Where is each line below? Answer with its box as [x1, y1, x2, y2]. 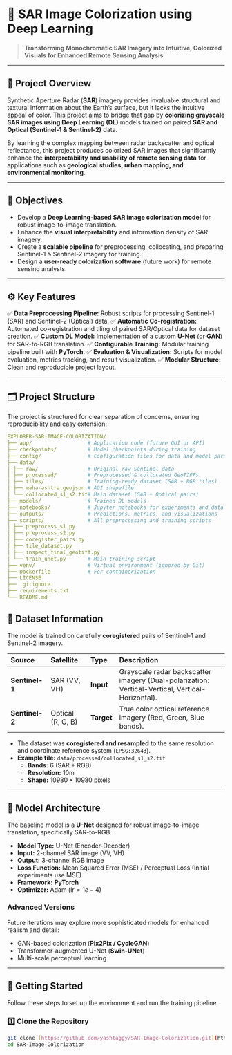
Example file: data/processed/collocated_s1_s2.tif [17, 754, 166, 762]
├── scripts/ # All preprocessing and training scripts [7, 516, 212, 524]
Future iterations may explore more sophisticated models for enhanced [7, 918, 209, 926]
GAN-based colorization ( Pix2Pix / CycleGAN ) [17, 939, 150, 947]
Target [90, 712, 113, 722]
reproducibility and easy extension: [7, 420, 107, 428]
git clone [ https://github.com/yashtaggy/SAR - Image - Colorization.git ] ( [7, 1034, 217, 1041]
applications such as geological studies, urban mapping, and [7, 160, 184, 169]
